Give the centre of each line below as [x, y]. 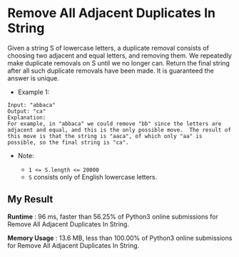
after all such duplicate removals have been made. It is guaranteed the [111, 70]
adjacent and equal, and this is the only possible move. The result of [119, 130]
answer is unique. [33, 78]
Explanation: [27, 117]
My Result [30, 200]
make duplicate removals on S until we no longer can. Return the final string [118, 63]
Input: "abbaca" [31, 105]
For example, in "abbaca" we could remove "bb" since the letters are [115, 124]
